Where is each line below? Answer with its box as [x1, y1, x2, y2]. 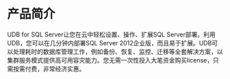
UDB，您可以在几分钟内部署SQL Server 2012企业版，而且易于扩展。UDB [7, 38, 212, 47]
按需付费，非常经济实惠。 [12, 65, 86, 73]
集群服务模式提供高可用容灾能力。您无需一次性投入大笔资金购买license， [7, 56, 214, 64]
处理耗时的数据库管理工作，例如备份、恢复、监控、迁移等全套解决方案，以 [12, 47, 223, 56]
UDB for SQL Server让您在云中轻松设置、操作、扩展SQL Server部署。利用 [7, 30, 216, 38]
